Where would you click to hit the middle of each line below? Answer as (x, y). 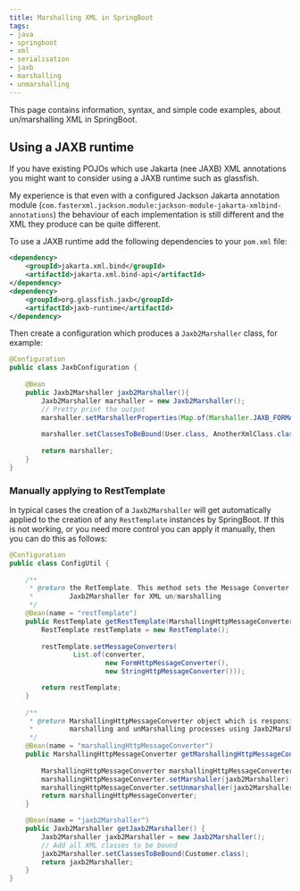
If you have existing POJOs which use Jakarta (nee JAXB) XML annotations (148, 169)
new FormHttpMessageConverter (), (167, 664)
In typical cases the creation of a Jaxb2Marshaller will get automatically (140, 510)
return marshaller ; (78, 451)
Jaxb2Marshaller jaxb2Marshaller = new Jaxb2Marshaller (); (154, 837)
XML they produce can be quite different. (85, 224)
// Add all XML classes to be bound (109, 845)
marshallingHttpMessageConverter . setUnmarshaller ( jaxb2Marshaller (167, 788)
